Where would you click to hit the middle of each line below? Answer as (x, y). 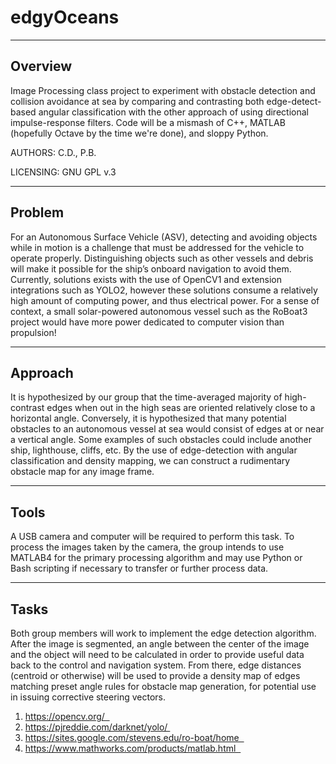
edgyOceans (65, 17)
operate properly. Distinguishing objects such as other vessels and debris (162, 258)
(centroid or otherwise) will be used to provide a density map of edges (155, 675)
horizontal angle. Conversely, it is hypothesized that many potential (148, 418)
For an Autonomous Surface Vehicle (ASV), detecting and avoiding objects (164, 237)
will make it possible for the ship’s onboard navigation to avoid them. (151, 268)
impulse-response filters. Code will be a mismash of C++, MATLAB (148, 122)
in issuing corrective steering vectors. (88, 697)
